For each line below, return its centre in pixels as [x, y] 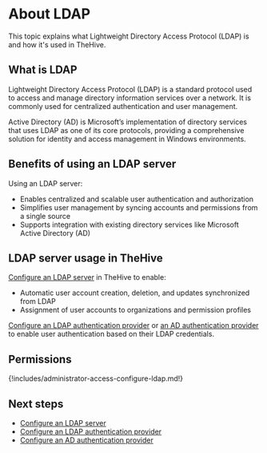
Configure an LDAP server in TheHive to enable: [87, 277]
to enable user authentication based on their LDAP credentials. [111, 334]
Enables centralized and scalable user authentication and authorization [137, 199]
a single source [45, 216]
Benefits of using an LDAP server [92, 164]
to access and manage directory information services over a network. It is [130, 98]
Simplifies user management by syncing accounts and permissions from [139, 207]
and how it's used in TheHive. [57, 44]
